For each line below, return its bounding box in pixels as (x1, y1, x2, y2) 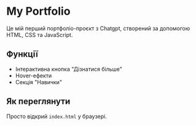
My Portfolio (6, 4, 71, 18)
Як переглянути (6, 96, 71, 107)
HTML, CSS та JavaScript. (6, 31, 73, 38)
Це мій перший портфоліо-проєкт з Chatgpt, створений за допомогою (6, 25, 190, 32)
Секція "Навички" (15, 78, 63, 85)
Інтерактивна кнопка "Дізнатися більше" (15, 65, 123, 73)
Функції (6, 49, 38, 60)
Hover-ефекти (15, 72, 52, 79)
